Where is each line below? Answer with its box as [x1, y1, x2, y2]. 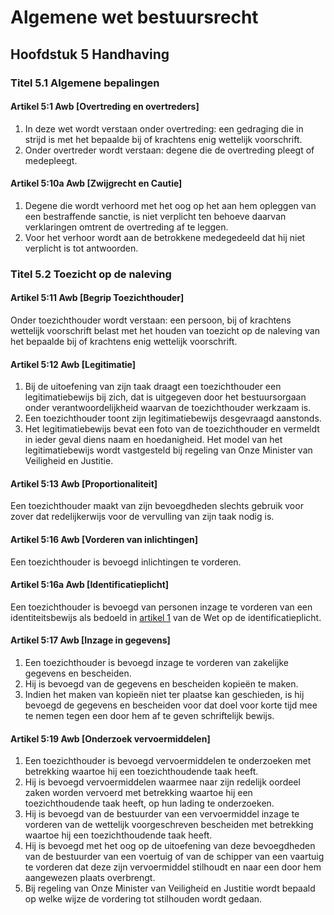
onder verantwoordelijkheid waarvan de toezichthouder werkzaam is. [24, 402, 312, 414]
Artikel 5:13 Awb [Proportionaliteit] [10, 477, 158, 490]
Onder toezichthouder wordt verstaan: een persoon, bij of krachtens [10, 314, 292, 326]
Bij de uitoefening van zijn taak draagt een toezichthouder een [24, 381, 282, 393]
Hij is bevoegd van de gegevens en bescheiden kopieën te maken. [24, 678, 299, 690]
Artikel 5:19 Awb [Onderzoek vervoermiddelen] [10, 732, 211, 745]
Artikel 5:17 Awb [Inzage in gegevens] [10, 634, 171, 646]
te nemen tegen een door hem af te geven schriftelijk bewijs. [24, 710, 275, 722]
